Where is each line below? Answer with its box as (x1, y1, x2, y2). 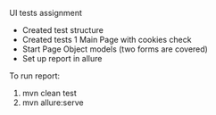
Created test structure (21, 25, 104, 35)
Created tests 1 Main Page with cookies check (21, 35, 192, 45)
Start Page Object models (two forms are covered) (21, 44, 208, 54)
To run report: (9, 70, 61, 81)
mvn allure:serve (21, 97, 84, 108)
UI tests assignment (9, 8, 83, 18)
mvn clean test (21, 88, 78, 98)
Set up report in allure (21, 53, 103, 63)
